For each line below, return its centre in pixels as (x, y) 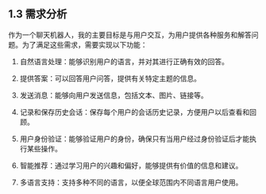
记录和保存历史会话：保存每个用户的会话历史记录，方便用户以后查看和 (135, 112)
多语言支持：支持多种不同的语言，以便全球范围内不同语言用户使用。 (131, 182)
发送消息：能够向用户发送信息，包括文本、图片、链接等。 (114, 95)
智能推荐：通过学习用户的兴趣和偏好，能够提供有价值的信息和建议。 (131, 165)
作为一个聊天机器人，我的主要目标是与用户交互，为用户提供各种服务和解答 (130, 35)
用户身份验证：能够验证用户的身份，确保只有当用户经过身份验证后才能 (135, 139)
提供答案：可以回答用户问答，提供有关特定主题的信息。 (110, 78)
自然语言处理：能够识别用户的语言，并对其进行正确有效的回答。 (124, 61)
